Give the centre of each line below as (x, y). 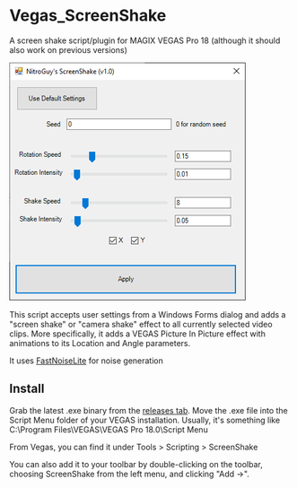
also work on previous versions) (69, 49)
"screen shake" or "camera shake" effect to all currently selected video (141, 324)
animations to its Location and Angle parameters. (100, 343)
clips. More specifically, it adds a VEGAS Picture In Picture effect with (138, 334)
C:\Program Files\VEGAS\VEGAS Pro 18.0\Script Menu (109, 429)
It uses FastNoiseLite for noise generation (87, 361)
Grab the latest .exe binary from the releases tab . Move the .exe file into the (149, 410)
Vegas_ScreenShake (88, 16)
